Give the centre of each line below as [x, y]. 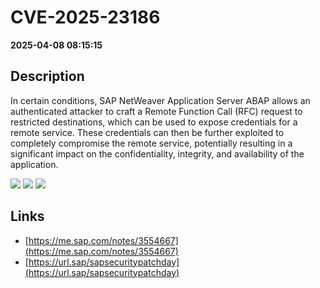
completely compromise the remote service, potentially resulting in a [151, 143]
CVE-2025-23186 [85, 17]
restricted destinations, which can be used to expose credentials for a [154, 122]
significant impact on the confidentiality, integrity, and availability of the [157, 153]
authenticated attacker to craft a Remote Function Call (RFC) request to [156, 111]
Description [47, 76]
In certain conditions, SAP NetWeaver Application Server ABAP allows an [160, 100]
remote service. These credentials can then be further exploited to [147, 132]
